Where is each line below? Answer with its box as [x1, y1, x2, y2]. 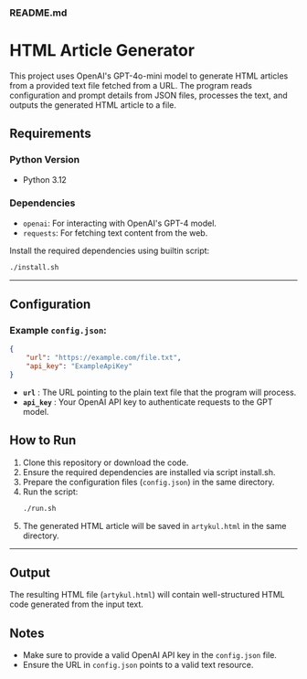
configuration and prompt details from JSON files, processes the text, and [9, 90, 288, 101]
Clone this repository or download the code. [22, 457, 189, 468]
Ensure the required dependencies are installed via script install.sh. [22, 466, 276, 477]
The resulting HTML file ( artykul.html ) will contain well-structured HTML [9, 589, 285, 600]
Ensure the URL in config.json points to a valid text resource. [22, 660, 254, 671]
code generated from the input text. [9, 599, 144, 610]
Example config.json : [9, 324, 107, 337]
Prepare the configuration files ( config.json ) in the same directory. [22, 476, 275, 487]
